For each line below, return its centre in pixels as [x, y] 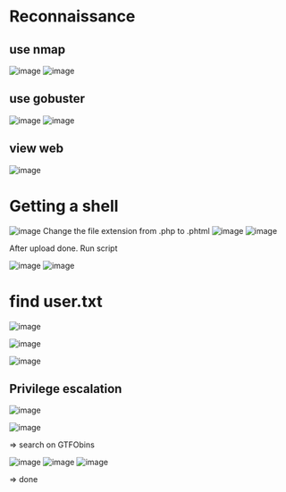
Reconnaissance [72, 17]
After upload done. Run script [63, 248]
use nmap [37, 50]
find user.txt [56, 301]
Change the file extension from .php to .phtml [126, 230]
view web [37, 149]
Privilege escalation [66, 389]
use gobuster [47, 99]
